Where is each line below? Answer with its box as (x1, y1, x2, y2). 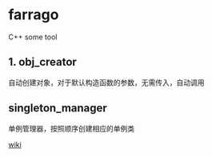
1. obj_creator (8, 55, 78, 69)
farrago (8, 6, 59, 24)
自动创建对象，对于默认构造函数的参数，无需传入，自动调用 (8, 78, 205, 87)
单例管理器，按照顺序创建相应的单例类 (8, 123, 134, 133)
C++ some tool (8, 32, 58, 42)
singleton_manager (8, 102, 108, 115)
